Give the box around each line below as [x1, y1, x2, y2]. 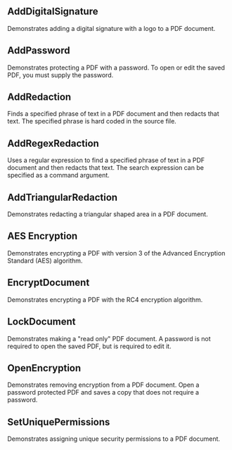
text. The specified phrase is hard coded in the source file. [7, 117, 177, 126]
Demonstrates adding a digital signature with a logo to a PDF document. [7, 24, 216, 32]
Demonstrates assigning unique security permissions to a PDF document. [7, 435, 220, 443]
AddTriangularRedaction [7, 191, 118, 203]
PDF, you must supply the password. [7, 70, 114, 79]
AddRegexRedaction [7, 137, 100, 150]
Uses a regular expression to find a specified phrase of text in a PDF [7, 156, 205, 164]
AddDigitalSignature [7, 6, 98, 18]
